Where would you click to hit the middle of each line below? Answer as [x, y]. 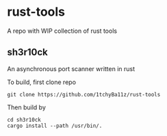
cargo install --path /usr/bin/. [55, 126]
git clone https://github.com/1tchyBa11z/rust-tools [84, 94]
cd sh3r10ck [24, 120]
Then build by [26, 107]
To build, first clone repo [42, 82]
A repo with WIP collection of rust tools [62, 31]
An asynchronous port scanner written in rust [71, 68]
